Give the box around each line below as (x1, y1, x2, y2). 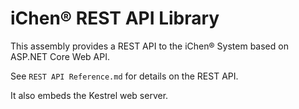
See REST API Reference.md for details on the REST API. (10, 70, 239, 82)
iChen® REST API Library (10, 7, 220, 30)
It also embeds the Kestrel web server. (10, 89, 169, 101)
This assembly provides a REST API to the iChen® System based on (10, 40, 289, 52)
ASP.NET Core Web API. (10, 50, 110, 62)
